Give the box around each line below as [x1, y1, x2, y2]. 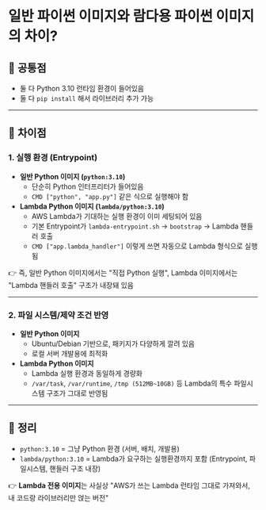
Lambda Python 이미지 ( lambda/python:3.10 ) [19, 201, 165, 211]
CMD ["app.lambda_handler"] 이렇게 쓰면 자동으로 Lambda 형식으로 [31, 241, 243, 251]
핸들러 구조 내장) [49, 463, 101, 473]
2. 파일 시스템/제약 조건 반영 [8, 309, 109, 320]
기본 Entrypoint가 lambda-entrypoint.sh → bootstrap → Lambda [31, 221, 239, 231]
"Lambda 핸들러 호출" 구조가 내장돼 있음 [8, 280, 135, 290]
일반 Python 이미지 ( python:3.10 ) [19, 171, 126, 181]
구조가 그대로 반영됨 [46, 388, 108, 397]
